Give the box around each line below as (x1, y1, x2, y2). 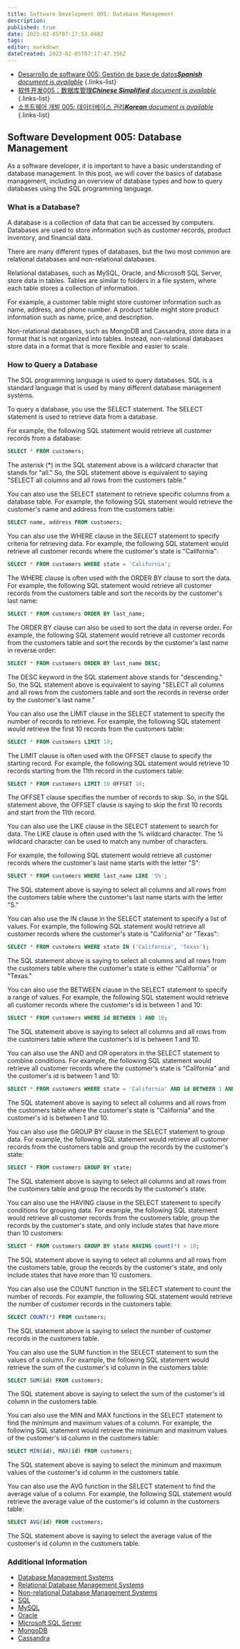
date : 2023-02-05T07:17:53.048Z (7, 30, 104, 38)
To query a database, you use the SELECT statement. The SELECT (7, 405, 204, 414)
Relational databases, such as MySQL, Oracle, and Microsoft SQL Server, (7, 269, 223, 277)
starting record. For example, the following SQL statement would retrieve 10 (7, 759, 230, 767)
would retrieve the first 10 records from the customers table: (7, 724, 184, 733)
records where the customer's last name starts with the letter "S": (7, 859, 201, 867)
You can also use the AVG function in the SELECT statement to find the (7, 1482, 216, 1490)
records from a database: (7, 434, 82, 443)
